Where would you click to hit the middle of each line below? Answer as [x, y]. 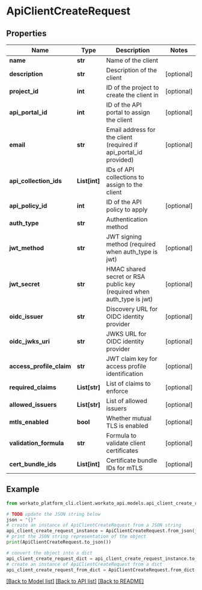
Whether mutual [129, 418]
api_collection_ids [35, 181]
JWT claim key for [132, 359]
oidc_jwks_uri [29, 341]
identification [124, 374]
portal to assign [128, 112]
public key [121, 284]
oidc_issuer [26, 316]
